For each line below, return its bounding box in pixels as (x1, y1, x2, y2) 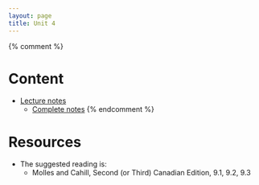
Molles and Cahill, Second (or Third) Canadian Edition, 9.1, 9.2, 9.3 (31, 168, 251, 178)
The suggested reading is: (19, 159, 107, 169)
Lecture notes (19, 96, 67, 105)
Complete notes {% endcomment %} (31, 105, 154, 114)
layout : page (8, 11, 52, 20)
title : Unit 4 (8, 19, 56, 27)
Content (8, 69, 64, 88)
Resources (8, 133, 82, 151)
